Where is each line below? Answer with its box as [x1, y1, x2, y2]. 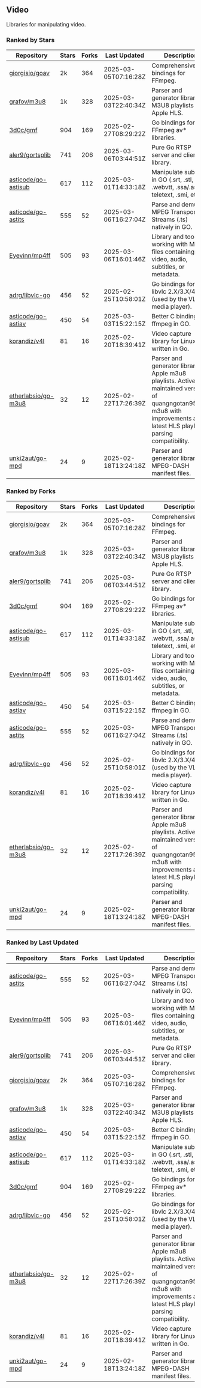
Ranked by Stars [6, 35, 55, 44]
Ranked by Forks [6, 487, 56, 495]
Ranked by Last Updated [6, 938, 79, 947]
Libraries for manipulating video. [6, 20, 86, 28]
